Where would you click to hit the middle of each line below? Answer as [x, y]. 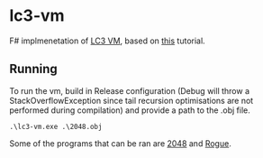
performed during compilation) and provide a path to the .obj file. [130, 110]
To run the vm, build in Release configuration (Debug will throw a [130, 90]
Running [34, 69]
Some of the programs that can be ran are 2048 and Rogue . [120, 143]
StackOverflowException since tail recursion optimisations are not [131, 100]
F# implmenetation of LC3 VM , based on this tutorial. [107, 41]
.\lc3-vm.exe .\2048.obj [56, 126]
